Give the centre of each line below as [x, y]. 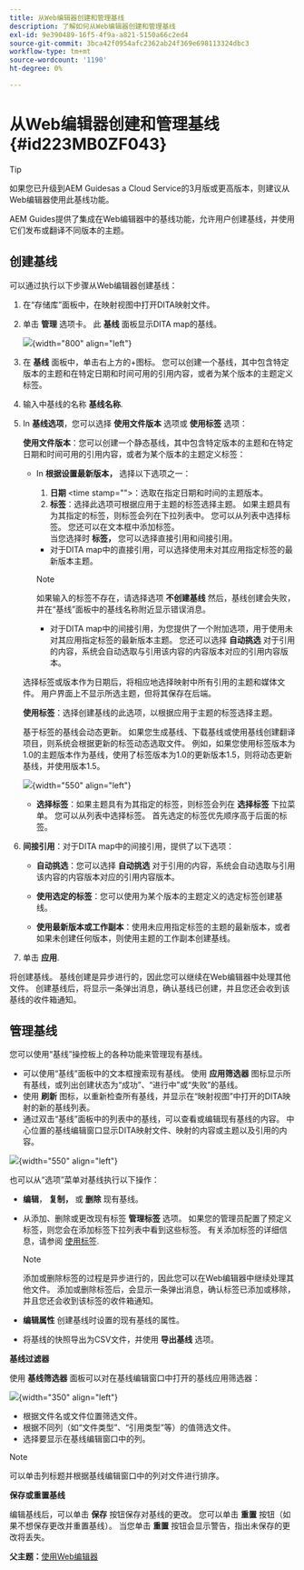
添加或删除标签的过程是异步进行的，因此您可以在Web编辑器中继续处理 [154, 1278]
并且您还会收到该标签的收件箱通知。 [90, 1301]
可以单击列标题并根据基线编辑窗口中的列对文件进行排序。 [117, 1476]
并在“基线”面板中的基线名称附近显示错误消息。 [123, 609]
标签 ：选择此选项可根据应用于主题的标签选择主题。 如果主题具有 [170, 504]
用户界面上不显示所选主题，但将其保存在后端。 [128, 693]
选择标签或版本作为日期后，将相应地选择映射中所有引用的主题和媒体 [150, 682]
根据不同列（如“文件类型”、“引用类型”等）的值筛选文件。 [129, 1427]
